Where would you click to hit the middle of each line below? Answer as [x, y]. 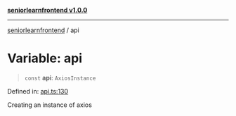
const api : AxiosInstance [60, 78]
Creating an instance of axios [50, 105]
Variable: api [45, 58]
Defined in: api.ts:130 [38, 91]
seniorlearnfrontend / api [43, 30]
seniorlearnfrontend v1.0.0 [47, 10]
